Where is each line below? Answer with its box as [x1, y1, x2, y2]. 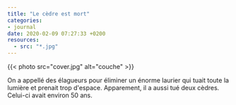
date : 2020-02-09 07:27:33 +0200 [7, 30, 106, 37]
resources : [7, 37, 40, 44]
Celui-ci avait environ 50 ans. [7, 91, 93, 99]
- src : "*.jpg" [13, 43, 59, 50]
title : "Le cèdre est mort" [7, 10, 90, 18]
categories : [7, 17, 42, 24]
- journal [7, 23, 37, 30]
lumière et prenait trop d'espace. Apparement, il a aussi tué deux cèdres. [7, 84, 220, 92]
